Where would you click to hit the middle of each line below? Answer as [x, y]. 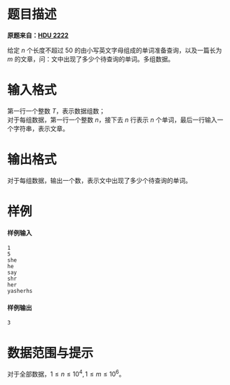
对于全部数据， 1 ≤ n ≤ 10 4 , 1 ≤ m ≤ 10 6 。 [66, 373]
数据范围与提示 [50, 353]
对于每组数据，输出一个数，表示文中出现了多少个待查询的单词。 [99, 180]
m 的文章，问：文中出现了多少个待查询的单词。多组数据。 [91, 59]
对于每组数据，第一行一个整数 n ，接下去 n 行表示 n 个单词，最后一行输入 [112, 120]
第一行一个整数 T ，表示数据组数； [56, 111]
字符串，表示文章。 [41, 128]
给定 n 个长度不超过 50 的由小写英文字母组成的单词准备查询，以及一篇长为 [115, 50]
